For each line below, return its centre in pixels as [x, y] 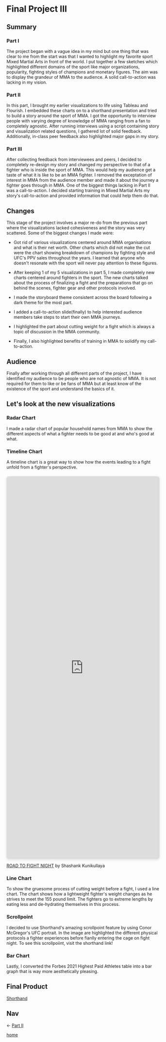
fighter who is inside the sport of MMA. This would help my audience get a [81, 170]
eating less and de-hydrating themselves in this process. [63, 904]
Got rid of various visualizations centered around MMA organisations [82, 243]
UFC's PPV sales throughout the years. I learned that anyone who [79, 258]
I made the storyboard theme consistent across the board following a [83, 297]
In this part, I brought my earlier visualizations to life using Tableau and [77, 105]
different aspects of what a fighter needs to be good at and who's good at [80, 434]
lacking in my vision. [27, 82]
